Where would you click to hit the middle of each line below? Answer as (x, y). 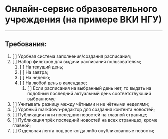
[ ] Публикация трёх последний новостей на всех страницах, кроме (85, 120)
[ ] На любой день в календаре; (53, 83)
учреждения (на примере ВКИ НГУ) (84, 20)
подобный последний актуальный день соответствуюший (89, 93)
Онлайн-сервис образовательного (81, 9)
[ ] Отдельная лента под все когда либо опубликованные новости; (83, 130)
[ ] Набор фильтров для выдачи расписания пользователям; (77, 61)
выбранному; (42, 99)
